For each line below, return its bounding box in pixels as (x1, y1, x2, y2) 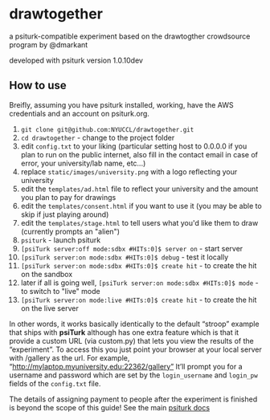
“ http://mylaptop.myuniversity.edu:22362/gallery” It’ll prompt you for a (9, 361, 243, 371)
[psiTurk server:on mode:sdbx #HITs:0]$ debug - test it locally (20, 252, 229, 262)
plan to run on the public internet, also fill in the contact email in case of (20, 149, 258, 159)
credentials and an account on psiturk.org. (9, 108, 149, 118)
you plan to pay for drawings (20, 192, 117, 202)
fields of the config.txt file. (9, 378, 101, 388)
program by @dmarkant (9, 39, 88, 49)
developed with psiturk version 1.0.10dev (9, 55, 144, 65)
